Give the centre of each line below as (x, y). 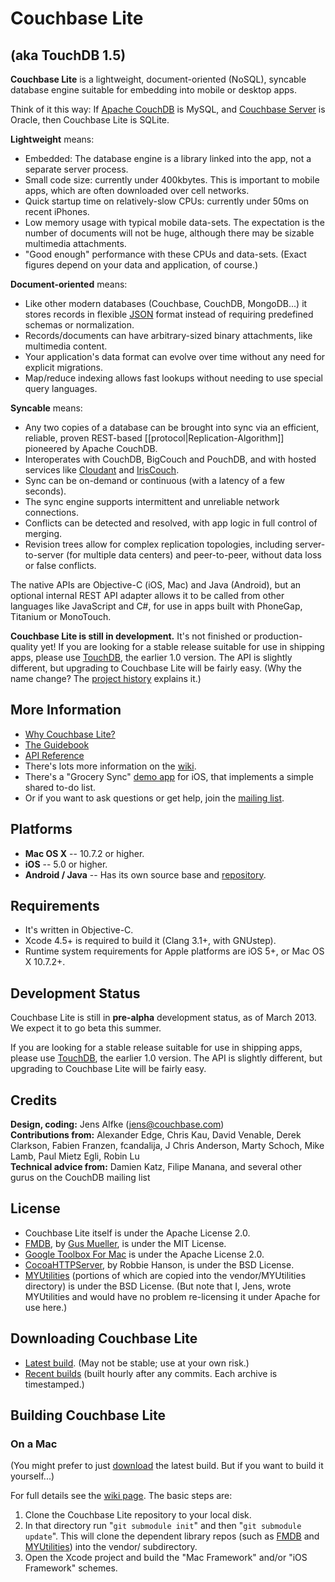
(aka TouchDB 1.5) (68, 55)
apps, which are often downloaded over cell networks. (137, 190)
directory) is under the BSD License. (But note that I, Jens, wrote (158, 1286)
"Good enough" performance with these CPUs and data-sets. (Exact (165, 254)
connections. (51, 512)
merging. (43, 533)
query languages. (61, 388)
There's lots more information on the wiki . (110, 766)
